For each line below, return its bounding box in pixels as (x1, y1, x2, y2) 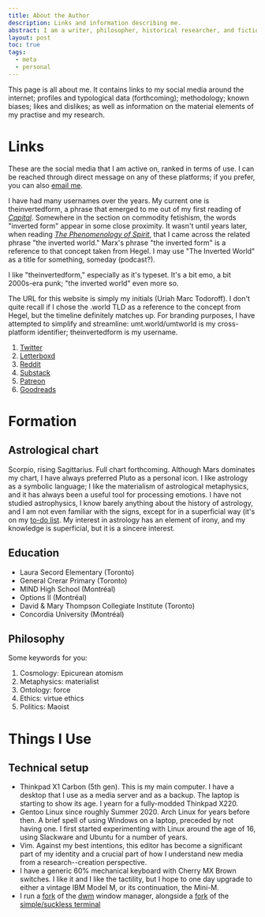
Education (8, 546, 60, 560)
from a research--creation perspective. (19, 858, 147, 867)
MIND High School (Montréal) (19, 584, 116, 594)
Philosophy (8, 632, 65, 645)
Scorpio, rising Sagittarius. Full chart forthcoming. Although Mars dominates (8, 464, 256, 474)
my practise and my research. (8, 110, 105, 119)
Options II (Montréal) (19, 592, 88, 602)
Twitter (19, 342, 43, 352)
